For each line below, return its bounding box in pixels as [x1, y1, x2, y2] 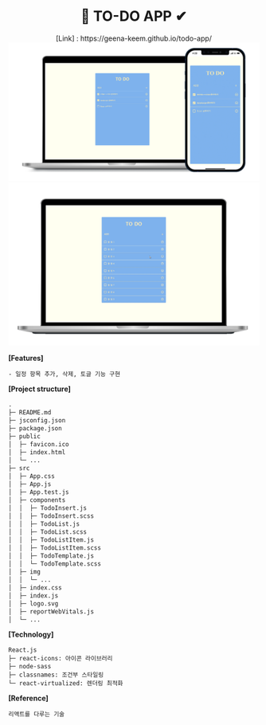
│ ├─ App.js [8, 480, 52, 488]
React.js [8, 646, 37, 654]
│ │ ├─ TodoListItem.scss [8, 544, 102, 552]
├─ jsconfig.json [8, 417, 66, 425]
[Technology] [8, 629, 54, 640]
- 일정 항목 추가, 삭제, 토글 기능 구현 [8, 370, 121, 378]
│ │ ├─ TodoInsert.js [8, 504, 88, 512]
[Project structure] [8, 384, 72, 394]
